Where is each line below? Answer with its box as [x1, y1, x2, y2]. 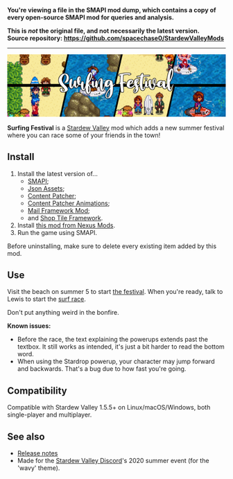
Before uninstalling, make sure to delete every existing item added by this [7, 242, 217, 250]
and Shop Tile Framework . [27, 214, 103, 222]
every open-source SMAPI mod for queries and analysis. [7, 13, 175, 21]
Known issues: [7, 322, 51, 330]
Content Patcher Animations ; [27, 199, 110, 207]
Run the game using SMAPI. [17, 228, 97, 236]
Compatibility [7, 385, 67, 397]
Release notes [17, 448, 58, 457]
